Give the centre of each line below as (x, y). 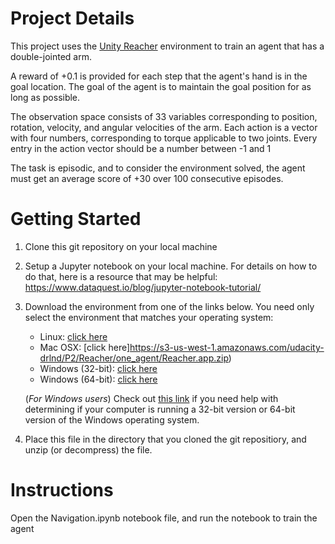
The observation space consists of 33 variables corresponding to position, (164, 116)
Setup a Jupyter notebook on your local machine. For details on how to (171, 266)
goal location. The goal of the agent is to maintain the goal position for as (161, 86)
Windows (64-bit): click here (98, 379)
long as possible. (45, 97)
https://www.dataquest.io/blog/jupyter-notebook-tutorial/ (143, 287)
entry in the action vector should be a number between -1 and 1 (141, 148)
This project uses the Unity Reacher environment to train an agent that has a (167, 46)
